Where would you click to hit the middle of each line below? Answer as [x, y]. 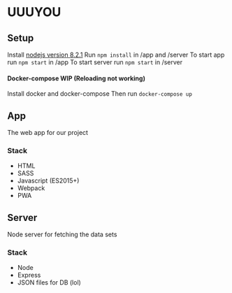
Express [29, 275]
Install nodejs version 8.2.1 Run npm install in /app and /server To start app [116, 55]
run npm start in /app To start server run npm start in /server [95, 62]
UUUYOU [34, 12]
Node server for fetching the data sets [62, 234]
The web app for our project [48, 133]
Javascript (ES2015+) [48, 181]
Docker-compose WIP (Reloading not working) [76, 78]
